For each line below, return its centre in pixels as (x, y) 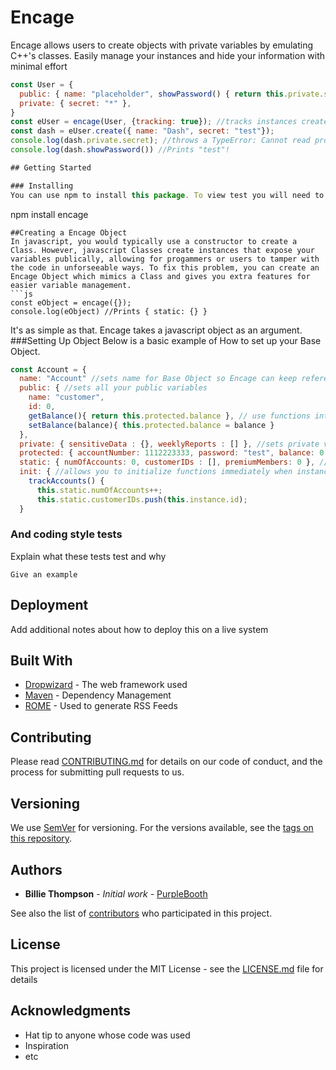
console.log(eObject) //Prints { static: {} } (109, 311)
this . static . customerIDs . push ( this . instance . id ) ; (142, 499)
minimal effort (39, 66)
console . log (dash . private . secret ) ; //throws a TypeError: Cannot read (160, 141)
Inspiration (46, 1045)
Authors (36, 869)
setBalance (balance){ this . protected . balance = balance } (151, 425)
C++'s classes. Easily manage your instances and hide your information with (168, 55)
